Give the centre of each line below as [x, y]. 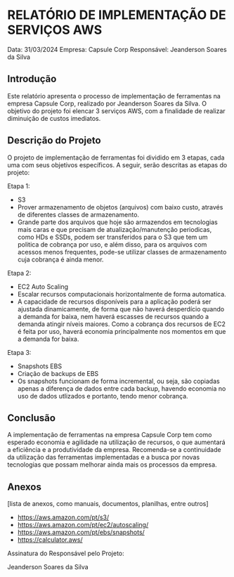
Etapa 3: [19, 352]
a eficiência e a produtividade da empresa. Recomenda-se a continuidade [114, 450]
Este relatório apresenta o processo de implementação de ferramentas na [114, 96]
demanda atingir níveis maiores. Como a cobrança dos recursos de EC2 [122, 324]
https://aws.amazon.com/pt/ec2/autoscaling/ [83, 525]
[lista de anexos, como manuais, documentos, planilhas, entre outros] [108, 504]
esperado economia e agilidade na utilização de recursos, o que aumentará [117, 442]
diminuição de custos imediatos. [54, 118]
